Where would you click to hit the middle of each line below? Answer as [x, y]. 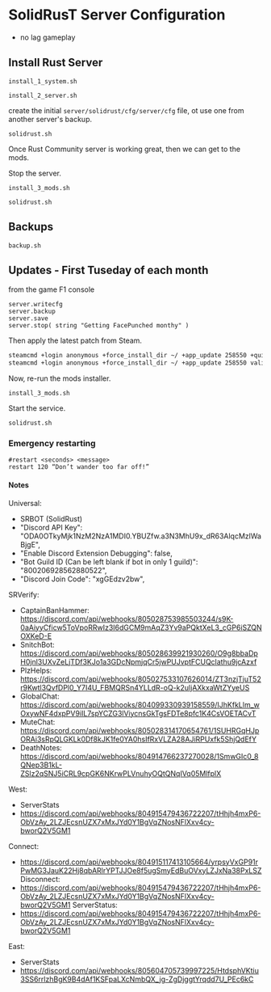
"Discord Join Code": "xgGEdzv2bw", [82, 579]
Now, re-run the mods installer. [60, 378]
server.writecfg [35, 305]
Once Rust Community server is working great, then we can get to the [124, 149]
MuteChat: [38, 722]
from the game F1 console [52, 289]
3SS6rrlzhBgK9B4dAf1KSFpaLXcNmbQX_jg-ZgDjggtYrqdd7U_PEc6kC [137, 979]
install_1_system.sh [43, 81]
